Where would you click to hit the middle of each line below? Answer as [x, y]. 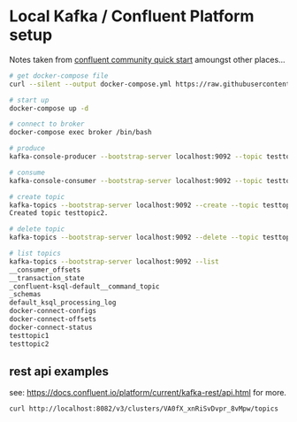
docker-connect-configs [53, 311]
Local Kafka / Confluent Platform [132, 16]
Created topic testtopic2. [59, 213]
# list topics [35, 254]
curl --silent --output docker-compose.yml [91, 84]
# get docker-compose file [59, 76]
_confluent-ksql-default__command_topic [85, 286]
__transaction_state [47, 278]
